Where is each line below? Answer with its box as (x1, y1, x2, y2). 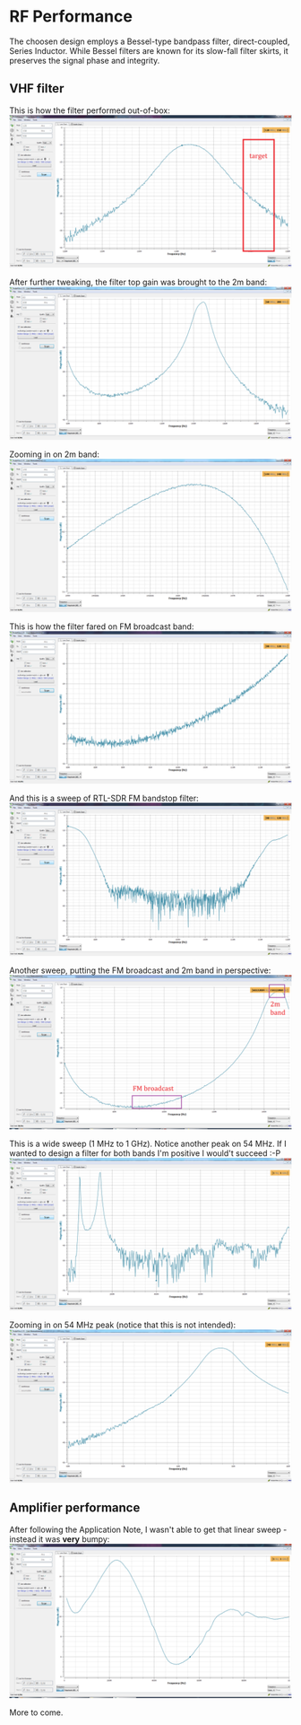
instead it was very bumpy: (9, 1533, 110, 1545)
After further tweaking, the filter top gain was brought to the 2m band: (9, 276, 267, 288)
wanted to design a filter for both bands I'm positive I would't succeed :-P (9, 1147, 281, 1159)
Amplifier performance (9, 1501, 141, 1516)
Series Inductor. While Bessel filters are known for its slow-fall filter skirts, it (9, 45, 288, 56)
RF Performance (9, 6, 133, 27)
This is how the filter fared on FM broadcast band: (9, 621, 194, 632)
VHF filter (9, 81, 64, 96)
